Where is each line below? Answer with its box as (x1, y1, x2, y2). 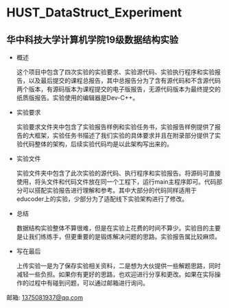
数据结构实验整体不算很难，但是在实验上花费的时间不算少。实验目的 (16, 224, 209, 232)
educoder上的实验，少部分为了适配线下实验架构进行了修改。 (16, 195, 189, 203)
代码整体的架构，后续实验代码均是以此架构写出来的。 (22, 140, 173, 148)
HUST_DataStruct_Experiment (6, 5, 182, 21)
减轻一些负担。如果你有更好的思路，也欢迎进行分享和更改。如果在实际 (16, 270, 215, 279)
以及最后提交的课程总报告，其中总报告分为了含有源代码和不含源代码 (28, 77, 221, 84)
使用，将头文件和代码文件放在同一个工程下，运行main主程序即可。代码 (16, 178, 217, 186)
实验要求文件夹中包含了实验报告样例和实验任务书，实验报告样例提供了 (16, 123, 215, 131)
